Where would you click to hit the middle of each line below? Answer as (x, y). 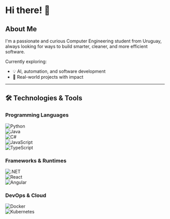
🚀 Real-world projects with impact (48, 77)
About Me (21, 29)
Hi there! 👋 (28, 10)
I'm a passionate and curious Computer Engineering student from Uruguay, (83, 41)
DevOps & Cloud (26, 195)
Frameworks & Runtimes (36, 160)
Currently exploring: (26, 62)
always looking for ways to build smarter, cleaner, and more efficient (76, 46)
